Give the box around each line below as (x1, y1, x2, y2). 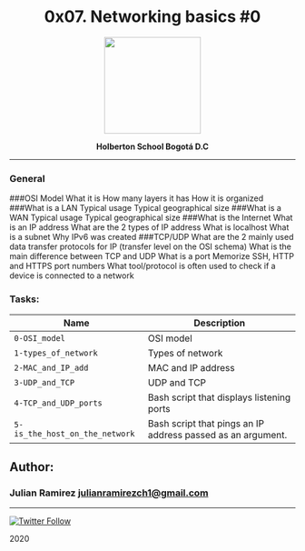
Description (193, 316, 246, 329)
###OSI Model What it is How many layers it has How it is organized (9, 193, 264, 204)
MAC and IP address (148, 361, 235, 374)
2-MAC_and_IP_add (14, 362, 89, 373)
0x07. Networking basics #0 (44, 6, 261, 27)
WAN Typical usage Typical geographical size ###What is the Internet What (9, 212, 293, 224)
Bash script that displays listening (148, 391, 291, 404)
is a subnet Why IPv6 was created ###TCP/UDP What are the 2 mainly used (9, 232, 294, 243)
